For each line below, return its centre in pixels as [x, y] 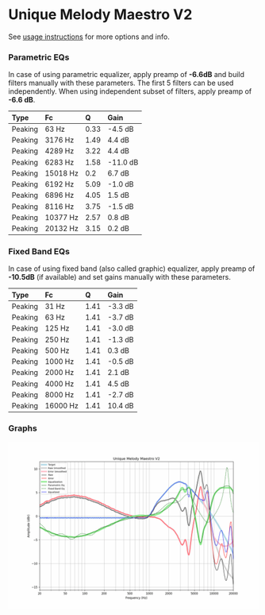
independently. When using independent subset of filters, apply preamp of [130, 91]
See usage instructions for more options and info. [89, 37]
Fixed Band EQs [39, 251]
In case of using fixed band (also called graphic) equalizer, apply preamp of [132, 269]
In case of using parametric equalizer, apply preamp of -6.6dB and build [126, 75]
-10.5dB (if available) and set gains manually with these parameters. [120, 277]
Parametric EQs [39, 57]
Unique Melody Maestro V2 [100, 15]
